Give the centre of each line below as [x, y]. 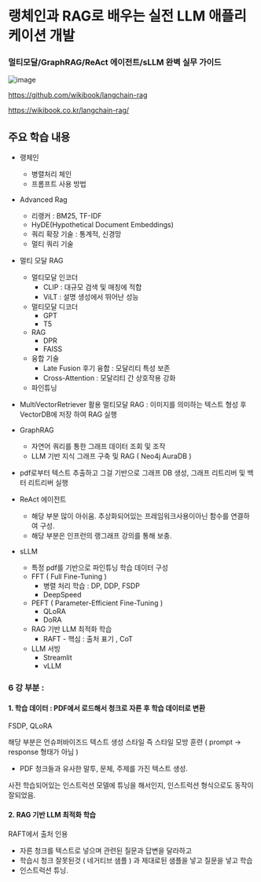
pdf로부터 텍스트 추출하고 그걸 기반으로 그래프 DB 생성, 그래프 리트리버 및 [132, 473]
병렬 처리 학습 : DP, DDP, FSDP [91, 586]
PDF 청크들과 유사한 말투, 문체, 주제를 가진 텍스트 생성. [104, 769]
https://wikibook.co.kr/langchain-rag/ [69, 110]
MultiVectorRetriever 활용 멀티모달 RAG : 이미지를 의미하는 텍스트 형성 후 [133, 405]
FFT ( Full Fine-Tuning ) [69, 577]
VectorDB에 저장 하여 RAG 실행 [68, 414]
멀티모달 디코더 [55, 307]
